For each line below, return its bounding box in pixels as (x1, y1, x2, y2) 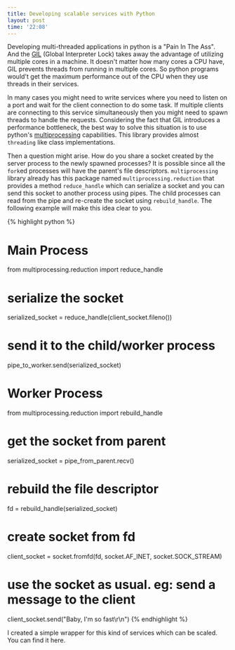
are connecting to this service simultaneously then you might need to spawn (7, 108, 228, 117)
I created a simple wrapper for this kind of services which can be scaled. (7, 628, 217, 637)
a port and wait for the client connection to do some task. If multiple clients (7, 101, 224, 110)
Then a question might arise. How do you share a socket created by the (7, 152, 214, 160)
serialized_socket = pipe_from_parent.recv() (7, 457, 135, 465)
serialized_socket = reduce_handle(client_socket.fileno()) (7, 313, 173, 321)
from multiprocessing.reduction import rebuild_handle (7, 409, 163, 418)
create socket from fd (7, 529, 135, 545)
